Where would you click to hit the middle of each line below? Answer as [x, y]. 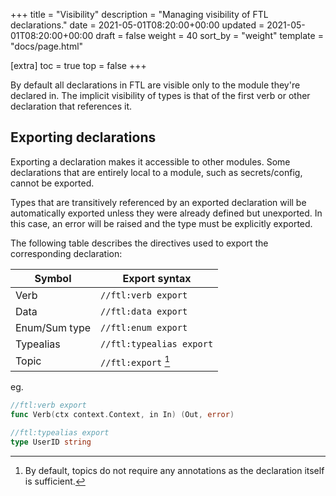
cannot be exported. [52, 183]
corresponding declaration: [66, 253]
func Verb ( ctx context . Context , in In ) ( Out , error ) [122, 415]
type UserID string [51, 442]
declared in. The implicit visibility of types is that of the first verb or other [160, 95]
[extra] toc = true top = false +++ [78, 65]
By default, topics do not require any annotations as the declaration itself [174, 470]
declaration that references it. [71, 106]
